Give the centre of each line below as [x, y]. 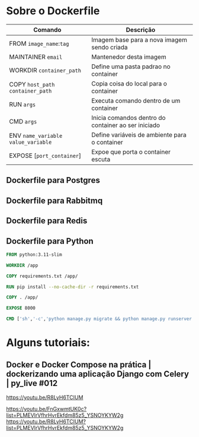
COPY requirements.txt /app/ [42, 276]
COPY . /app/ [22, 297]
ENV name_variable [36, 135]
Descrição [141, 30]
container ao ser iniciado [126, 125]
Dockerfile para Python [50, 241]
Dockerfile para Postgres [53, 180]
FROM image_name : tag [39, 43]
